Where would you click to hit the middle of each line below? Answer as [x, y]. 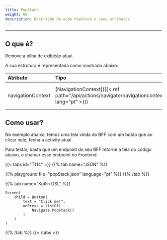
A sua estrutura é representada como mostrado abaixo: [62, 66]
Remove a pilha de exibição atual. [40, 56]
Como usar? [24, 122]
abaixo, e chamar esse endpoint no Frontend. [51, 155]
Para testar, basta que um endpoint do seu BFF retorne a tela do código [78, 149]
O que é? [19, 44]
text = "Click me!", [44, 202]
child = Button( [31, 197]
